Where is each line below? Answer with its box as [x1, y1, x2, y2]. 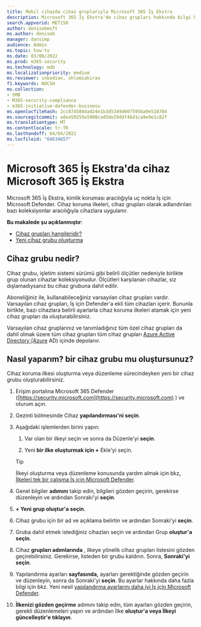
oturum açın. [15, 401, 47, 408]
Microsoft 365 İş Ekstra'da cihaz [7, 162, 171, 175]
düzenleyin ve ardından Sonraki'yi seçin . [15, 494, 116, 501]
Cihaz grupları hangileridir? [15, 230, 82, 237]
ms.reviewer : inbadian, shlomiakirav [7, 75, 101, 81]
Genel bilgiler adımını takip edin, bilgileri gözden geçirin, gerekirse [15, 488, 179, 495]
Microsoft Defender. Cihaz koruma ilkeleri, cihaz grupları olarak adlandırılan [7, 200, 192, 207]
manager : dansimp [7, 36, 50, 42]
